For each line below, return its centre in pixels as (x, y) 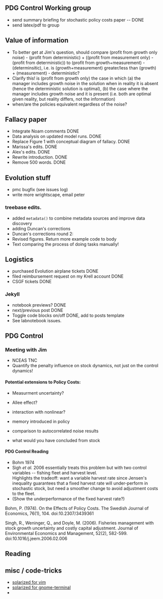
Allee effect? (25, 402)
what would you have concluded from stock (56, 440)
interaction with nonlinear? (39, 412)
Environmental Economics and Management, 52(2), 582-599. (66, 533)
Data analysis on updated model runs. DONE (57, 136)
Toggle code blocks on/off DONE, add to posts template (68, 315)
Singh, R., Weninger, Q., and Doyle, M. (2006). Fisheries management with (80, 523)
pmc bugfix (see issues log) (40, 190)
